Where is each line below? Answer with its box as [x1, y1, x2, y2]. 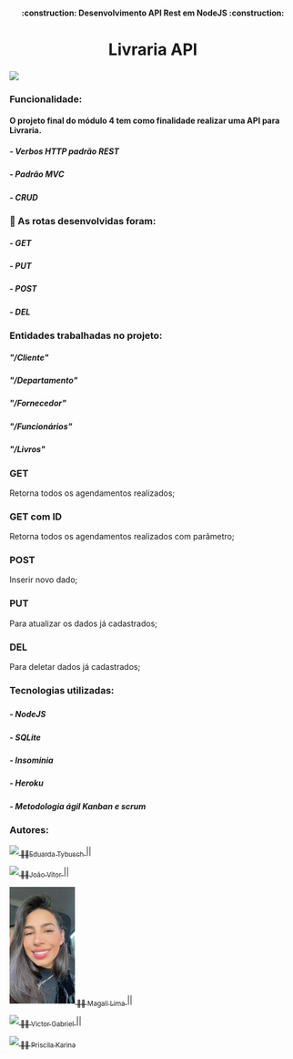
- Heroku [9, 777, 44, 788]
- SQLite [9, 732, 41, 743]
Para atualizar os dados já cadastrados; [9, 618, 157, 629]
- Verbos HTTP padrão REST [9, 146, 120, 157]
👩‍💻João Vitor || [20, 867, 70, 879]
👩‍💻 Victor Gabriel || [20, 1016, 82, 1029]
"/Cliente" [9, 352, 49, 363]
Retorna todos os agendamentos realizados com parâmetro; [9, 531, 235, 542]
